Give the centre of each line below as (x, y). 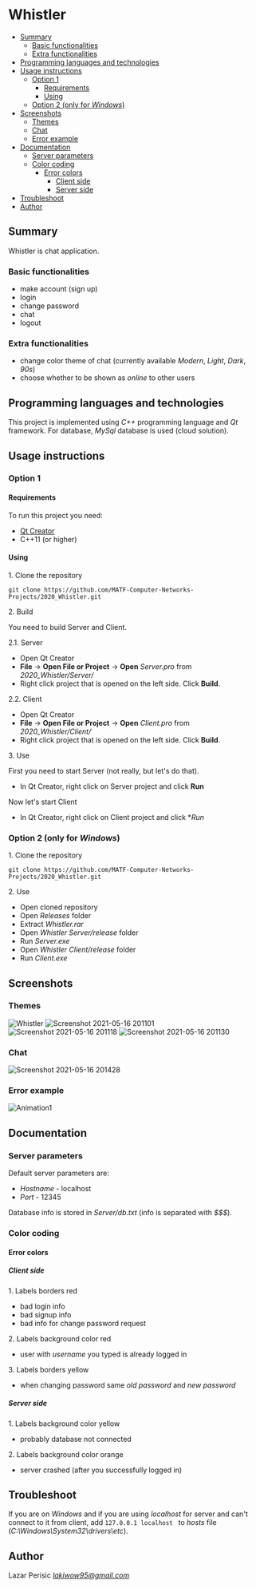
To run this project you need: (56, 515)
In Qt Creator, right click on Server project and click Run (112, 786)
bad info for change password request (83, 1323)
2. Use (19, 892)
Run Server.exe (45, 941)
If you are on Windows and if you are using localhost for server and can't (128, 1514)
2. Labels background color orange (66, 1454)
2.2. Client (25, 699)
